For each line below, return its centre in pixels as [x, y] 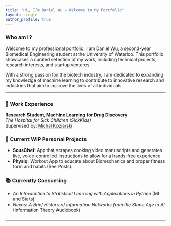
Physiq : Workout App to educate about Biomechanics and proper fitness [89, 161]
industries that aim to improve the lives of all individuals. [64, 85]
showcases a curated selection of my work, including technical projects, [81, 59]
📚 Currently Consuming [36, 181]
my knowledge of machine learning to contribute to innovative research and [85, 80]
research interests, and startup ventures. [48, 65]
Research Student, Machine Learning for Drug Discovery [66, 115]
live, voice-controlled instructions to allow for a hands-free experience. [87, 156]
